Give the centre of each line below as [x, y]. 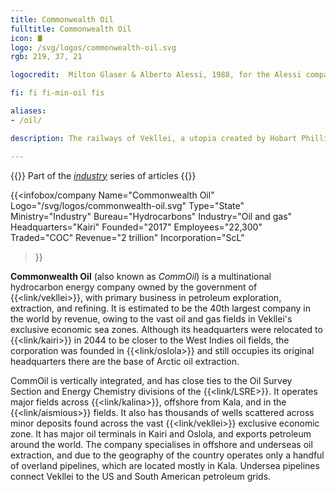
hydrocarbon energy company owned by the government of [134, 287]
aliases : [28, 111]
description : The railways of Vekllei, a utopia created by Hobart [154, 138]
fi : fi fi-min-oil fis [57, 93]
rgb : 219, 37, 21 [46, 57]
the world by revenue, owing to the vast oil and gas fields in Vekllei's [151, 318]
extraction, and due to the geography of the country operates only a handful [167, 455]
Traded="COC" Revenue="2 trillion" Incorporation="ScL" [127, 237]
